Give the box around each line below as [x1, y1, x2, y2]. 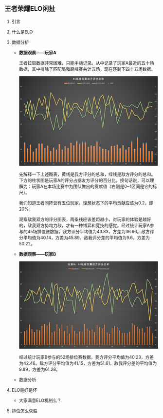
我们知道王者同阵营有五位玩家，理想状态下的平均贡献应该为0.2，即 [18, 200, 154, 206]
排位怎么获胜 [11, 408, 37, 414]
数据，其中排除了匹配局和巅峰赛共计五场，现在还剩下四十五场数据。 [18, 66, 156, 72]
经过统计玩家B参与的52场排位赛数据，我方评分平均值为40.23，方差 [18, 354, 154, 360]
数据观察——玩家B [18, 251, 56, 257]
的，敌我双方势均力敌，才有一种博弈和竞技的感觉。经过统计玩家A [18, 222, 150, 228]
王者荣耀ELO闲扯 [4, 4, 55, 13]
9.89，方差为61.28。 [18, 366, 60, 372]
